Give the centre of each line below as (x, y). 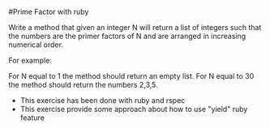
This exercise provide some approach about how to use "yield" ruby (134, 109)
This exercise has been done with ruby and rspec (103, 100)
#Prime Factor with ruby (49, 12)
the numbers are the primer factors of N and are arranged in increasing (127, 36)
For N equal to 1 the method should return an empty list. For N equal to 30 (131, 76)
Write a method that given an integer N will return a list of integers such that (135, 27)
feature (32, 118)
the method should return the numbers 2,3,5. (83, 85)
